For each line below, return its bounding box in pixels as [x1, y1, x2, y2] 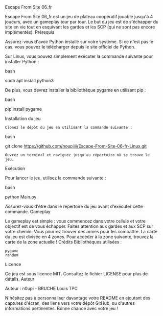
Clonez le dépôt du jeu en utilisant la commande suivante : [5, 125, 133, 130]
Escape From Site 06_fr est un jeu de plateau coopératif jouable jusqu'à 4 [5, 14, 153, 19]
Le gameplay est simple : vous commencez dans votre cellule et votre [5, 218, 146, 224]
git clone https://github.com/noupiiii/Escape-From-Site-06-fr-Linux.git [5, 143, 147, 149]
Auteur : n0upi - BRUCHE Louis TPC [5, 286, 78, 291]
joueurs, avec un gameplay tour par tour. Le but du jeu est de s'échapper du [5, 19, 159, 24]
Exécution [5, 166, 25, 171]
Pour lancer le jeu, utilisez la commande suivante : [5, 175, 106, 181]
